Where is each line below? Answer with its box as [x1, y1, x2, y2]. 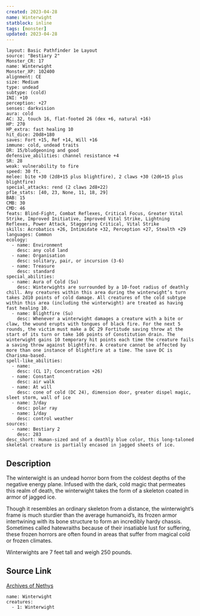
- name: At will [11, 384, 52, 391]
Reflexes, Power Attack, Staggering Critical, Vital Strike [6, 221, 160, 227]
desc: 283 [17, 432, 42, 438]
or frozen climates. [6, 537, 53, 544]
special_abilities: [6, 274, 55, 280]
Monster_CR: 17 [6, 58, 44, 64]
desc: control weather [17, 416, 74, 422]
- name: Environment [11, 242, 63, 248]
